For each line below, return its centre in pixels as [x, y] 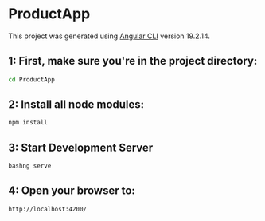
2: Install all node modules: [76, 105]
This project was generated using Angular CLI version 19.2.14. [109, 36]
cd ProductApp [32, 79]
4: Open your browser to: [72, 191]
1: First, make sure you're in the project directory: [133, 61]
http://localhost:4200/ [48, 209]
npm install [28, 123]
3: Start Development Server [81, 147]
